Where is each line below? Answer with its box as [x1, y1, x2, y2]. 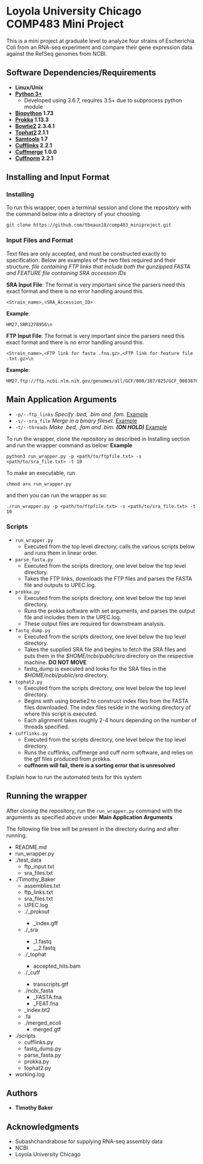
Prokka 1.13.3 [14, 116, 50, 123]
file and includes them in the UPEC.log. [24, 613, 121, 620]
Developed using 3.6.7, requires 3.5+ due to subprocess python [24, 96, 182, 104]
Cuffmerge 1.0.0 [14, 148, 57, 155]
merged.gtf [33, 1025, 62, 1033]
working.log [14, 1071, 45, 1078]
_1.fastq [33, 937, 52, 945]
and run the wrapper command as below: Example [6, 441, 133, 449]
